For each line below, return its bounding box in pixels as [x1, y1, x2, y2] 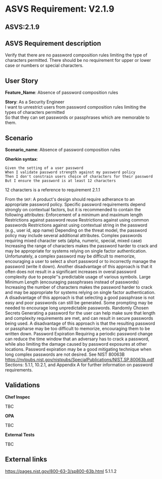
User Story [5, 76, 38, 85]
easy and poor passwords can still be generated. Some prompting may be [5, 300, 153, 306]
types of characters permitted [5, 110, 65, 115]
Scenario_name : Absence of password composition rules [5, 147, 120, 153]
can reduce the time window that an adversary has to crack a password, [5, 336, 149, 342]
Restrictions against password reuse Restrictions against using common [5, 217, 149, 223]
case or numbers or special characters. [5, 62, 84, 69]
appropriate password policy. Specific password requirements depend [5, 202, 146, 207]
